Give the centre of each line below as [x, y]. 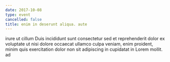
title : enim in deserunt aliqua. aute [46, 24]
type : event [18, 15]
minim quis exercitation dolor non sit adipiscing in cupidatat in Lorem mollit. [84, 49]
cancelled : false [24, 19]
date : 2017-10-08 [24, 10]
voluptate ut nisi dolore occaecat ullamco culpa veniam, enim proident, [79, 44]
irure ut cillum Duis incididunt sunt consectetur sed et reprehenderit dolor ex [85, 39]
